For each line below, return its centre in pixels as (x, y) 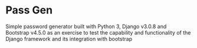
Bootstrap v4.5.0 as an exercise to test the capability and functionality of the (98, 32)
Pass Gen (29, 10)
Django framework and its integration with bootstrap (69, 39)
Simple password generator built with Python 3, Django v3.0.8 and (86, 26)
